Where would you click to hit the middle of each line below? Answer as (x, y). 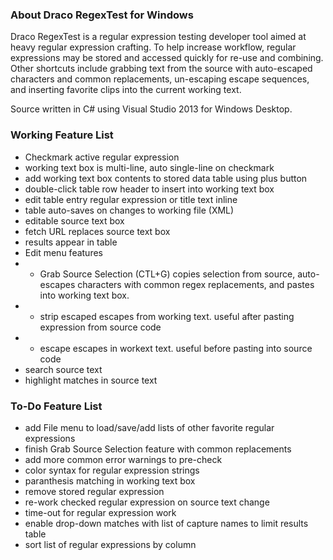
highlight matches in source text (91, 380)
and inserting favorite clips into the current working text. (126, 90)
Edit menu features (63, 252)
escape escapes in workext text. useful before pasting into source (176, 348)
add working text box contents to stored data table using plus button (166, 178)
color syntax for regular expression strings (112, 470)
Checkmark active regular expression (102, 157)
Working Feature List (62, 135)
